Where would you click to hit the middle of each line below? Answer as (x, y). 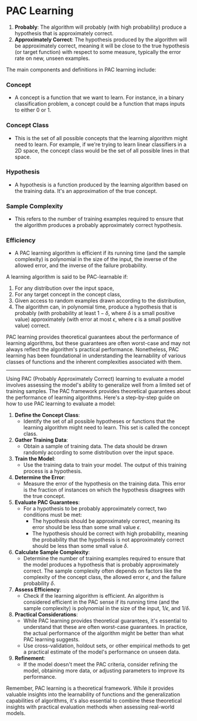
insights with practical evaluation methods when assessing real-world (90, 707)
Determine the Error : (40, 478)
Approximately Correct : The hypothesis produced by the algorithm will (101, 39)
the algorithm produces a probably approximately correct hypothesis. (98, 225)
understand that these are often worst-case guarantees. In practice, (105, 627)
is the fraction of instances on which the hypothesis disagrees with (104, 490)
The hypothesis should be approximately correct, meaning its (106, 521)
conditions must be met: (52, 515)
